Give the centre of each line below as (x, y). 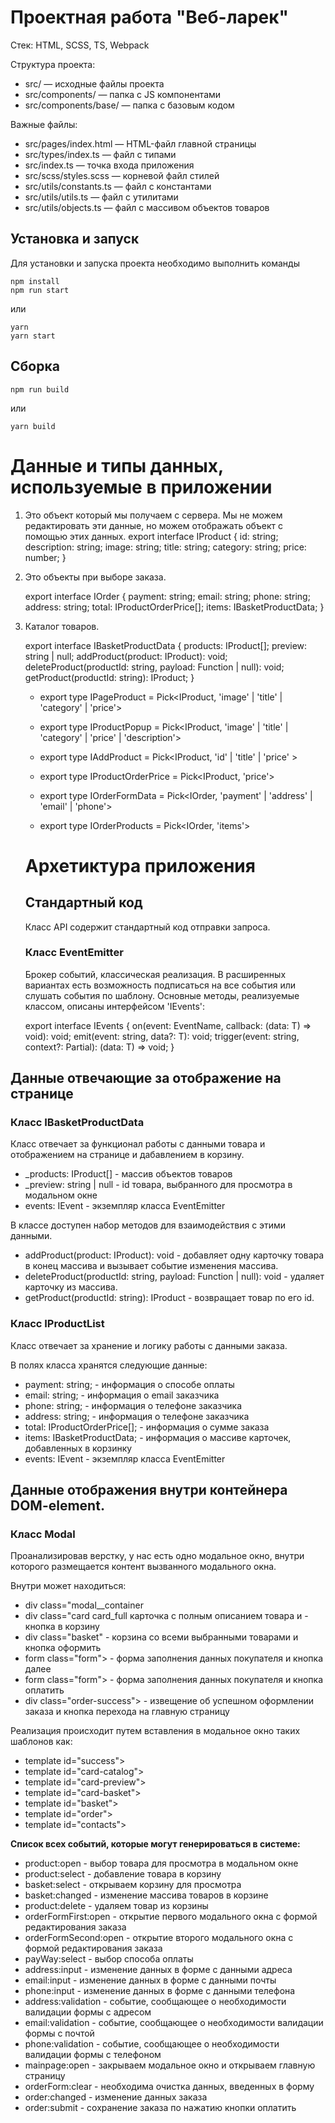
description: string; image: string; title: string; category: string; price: (165, 547)
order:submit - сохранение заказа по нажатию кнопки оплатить (160, 2108)
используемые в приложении (141, 487)
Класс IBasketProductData (77, 1123)
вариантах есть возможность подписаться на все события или (160, 985)
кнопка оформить (63, 1648)
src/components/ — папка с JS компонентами (123, 94)
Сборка (35, 366)
